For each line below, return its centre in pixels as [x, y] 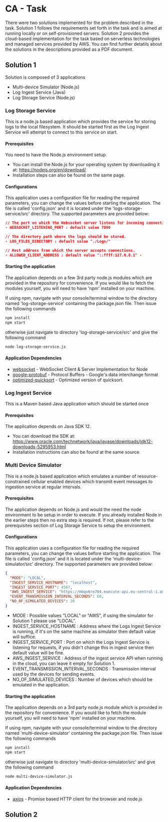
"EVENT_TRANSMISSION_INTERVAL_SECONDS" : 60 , [57, 597]
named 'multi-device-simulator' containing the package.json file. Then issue [84, 733]
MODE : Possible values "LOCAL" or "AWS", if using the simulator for [83, 615]
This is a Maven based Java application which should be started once [77, 404]
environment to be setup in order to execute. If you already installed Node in [83, 514]
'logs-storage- [127, 208]
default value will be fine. [38, 652]
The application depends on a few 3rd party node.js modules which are [79, 278]
